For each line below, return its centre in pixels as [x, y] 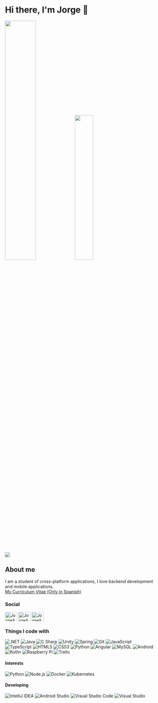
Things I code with [27, 631]
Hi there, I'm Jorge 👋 [47, 10]
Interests [14, 663]
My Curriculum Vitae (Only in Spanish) [43, 592]
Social [13, 604]
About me [20, 570]
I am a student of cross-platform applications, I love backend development [79, 581]
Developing [17, 685]
